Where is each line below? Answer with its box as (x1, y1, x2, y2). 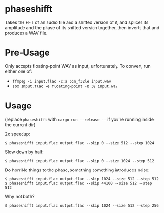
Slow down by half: (5, 149, 44, 155)
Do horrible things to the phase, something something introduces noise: (5, 167, 150, 173)
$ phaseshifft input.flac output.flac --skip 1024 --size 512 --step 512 (5, 176, 159, 181)
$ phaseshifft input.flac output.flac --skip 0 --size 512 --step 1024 (5, 140, 154, 145)
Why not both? (5, 193, 35, 199)
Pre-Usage (5, 47, 50, 58)
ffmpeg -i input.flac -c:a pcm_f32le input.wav (12, 79, 111, 84)
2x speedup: (5, 131, 30, 137)
